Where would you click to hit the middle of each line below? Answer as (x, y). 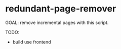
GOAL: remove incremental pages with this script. (57, 22)
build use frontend (32, 42)
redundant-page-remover (61, 9)
